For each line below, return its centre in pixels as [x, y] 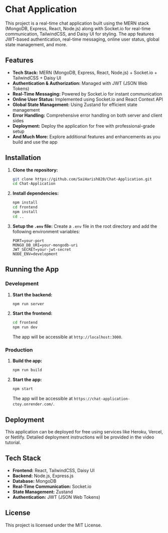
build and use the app [35, 142]
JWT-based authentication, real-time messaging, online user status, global [82, 39]
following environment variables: [46, 231]
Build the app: [27, 361]
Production [19, 350]
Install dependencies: [36, 193]
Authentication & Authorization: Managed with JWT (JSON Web [80, 83]
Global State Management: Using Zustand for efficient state [75, 105]
